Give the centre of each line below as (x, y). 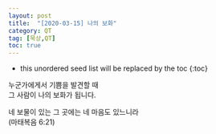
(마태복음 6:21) (32, 122)
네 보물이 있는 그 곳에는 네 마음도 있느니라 (73, 112)
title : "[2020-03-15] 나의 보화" (63, 23)
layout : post (30, 16)
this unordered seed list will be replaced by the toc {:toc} (114, 68)
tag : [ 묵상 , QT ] (32, 38)
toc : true (25, 46)
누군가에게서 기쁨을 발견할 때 (53, 85)
